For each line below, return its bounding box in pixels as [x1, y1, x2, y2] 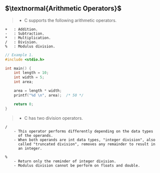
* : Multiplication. [5, 35, 51, 40]
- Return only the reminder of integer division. [14, 159, 117, 164]
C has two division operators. [24, 115, 83, 121]
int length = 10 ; [14, 70, 49, 75]
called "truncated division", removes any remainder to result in [18, 142, 156, 147]
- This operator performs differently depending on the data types [14, 129, 153, 134]
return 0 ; [14, 102, 34, 107]
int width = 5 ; [14, 75, 45, 80]
